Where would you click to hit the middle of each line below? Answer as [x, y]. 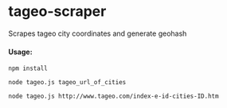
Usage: [21, 52]
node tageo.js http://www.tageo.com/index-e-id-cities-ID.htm [113, 96]
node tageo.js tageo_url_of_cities [67, 83]
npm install [28, 69]
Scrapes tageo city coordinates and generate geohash [98, 33]
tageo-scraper [57, 12]
